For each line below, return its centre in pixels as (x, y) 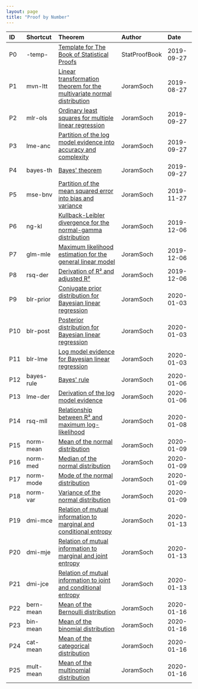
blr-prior (39, 299)
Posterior (71, 320)
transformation (79, 78)
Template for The (82, 47)
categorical (74, 645)
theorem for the (80, 86)
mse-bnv (39, 194)
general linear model (87, 261)
